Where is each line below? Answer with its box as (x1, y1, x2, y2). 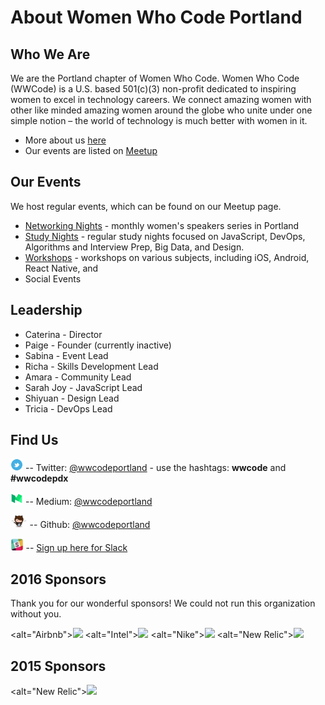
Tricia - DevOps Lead (24, 402, 113, 415)
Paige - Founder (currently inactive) (24, 339, 172, 351)
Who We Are (10, 46, 91, 63)
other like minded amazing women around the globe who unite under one (10, 104, 313, 116)
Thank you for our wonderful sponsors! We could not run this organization (10, 597, 316, 610)
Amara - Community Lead (24, 371, 132, 383)
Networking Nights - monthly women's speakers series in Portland (24, 219, 300, 231)
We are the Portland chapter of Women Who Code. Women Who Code (10, 72, 300, 84)
